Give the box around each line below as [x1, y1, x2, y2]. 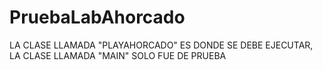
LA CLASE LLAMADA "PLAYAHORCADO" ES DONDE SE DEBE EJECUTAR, [9, 39, 314, 51]
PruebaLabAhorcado [9, 6, 186, 29]
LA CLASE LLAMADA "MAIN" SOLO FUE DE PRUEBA [9, 49, 227, 61]
